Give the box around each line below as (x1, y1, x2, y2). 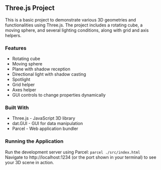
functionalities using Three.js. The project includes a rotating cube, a (5, 22, 143, 28)
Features (5, 44, 27, 51)
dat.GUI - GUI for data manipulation (12, 121, 83, 127)
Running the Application (5, 138, 64, 145)
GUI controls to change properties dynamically (12, 92, 106, 98)
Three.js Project (5, 4, 55, 12)
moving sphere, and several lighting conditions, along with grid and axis (5, 27, 149, 33)
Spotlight (12, 77, 31, 83)
